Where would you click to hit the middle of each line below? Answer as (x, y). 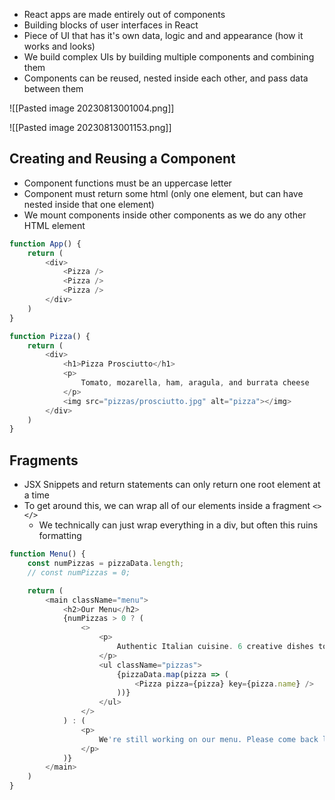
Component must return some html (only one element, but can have (163, 193)
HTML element (54, 225)
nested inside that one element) (89, 204)
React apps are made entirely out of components (124, 14)
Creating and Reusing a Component (122, 159)
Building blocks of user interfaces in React (111, 25)
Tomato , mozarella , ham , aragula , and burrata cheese (195, 383)
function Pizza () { (50, 336)
